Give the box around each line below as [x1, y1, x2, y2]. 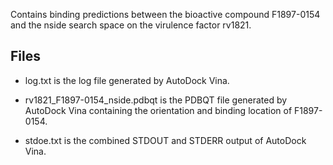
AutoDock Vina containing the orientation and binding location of [24, 104, 293, 116]
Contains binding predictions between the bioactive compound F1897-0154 [10, 9, 321, 20]
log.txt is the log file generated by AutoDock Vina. [24, 74, 230, 86]
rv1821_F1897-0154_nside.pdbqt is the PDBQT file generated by [24, 94, 288, 106]
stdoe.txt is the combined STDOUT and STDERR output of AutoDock [24, 134, 307, 146]
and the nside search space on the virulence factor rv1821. [10, 19, 252, 31]
